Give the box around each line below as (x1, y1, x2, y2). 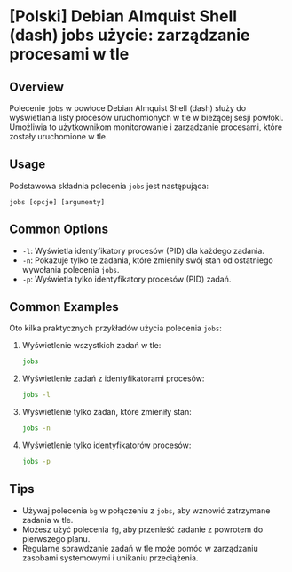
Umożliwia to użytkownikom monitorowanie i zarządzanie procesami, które (9, 122, 282, 132)
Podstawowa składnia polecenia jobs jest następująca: (9, 180, 209, 191)
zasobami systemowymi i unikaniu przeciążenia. (21, 552, 199, 563)
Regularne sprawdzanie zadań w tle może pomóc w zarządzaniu (21, 543, 259, 553)
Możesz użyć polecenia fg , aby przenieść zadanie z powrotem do (21, 524, 264, 535)
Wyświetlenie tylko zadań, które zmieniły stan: (21, 407, 193, 417)
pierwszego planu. (21, 533, 91, 544)
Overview (9, 79, 65, 94)
